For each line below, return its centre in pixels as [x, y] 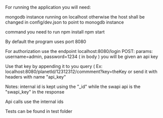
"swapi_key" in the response [35, 92]
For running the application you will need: [48, 7]
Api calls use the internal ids [34, 101]
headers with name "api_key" [36, 77]
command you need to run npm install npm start [55, 32]
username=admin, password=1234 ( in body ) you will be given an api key [82, 56]
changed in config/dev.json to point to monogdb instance [65, 22]
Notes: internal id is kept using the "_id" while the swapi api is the [73, 86]
